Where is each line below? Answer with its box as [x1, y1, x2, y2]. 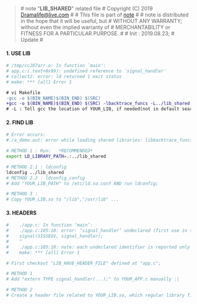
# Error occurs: [6, 132, 46, 138]
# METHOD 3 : [6, 191, 38, 197]
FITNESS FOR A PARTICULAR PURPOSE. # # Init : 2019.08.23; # [20, 30, 175, 37]
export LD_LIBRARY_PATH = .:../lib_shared [6, 153, 107, 159]
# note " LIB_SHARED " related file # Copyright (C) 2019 [20, 5, 153, 12]
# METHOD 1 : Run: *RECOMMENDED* [6, 148, 93, 154]
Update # [20, 36, 43, 43]
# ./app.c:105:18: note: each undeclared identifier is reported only [6, 244, 191, 250]
